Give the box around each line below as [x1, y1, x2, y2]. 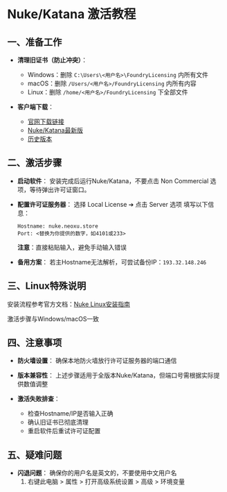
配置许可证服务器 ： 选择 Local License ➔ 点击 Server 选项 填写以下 [17, 200, 208, 208]
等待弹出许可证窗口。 [29, 185, 91, 194]
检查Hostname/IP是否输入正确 [27, 409, 113, 418]
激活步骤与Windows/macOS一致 [7, 314, 99, 323]
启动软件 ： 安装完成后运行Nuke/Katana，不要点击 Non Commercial [17, 176, 209, 185]
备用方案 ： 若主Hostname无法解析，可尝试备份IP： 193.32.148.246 [17, 257, 206, 266]
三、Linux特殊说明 [7, 280, 87, 292]
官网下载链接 [27, 117, 64, 126]
